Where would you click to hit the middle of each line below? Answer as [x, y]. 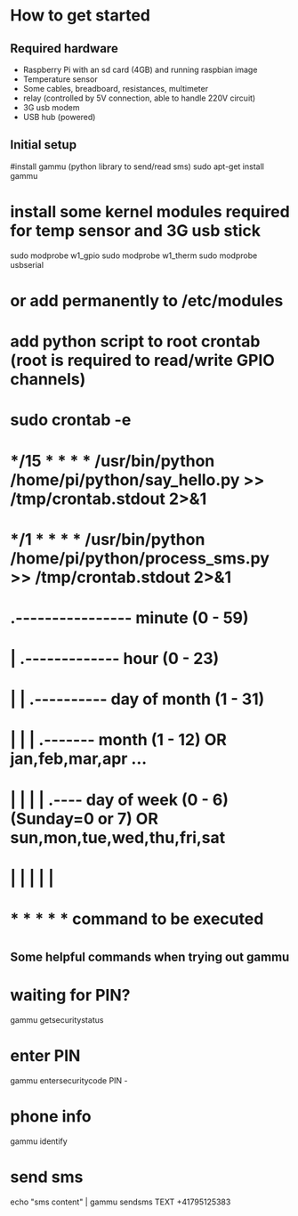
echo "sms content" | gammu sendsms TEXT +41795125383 [121, 1202]
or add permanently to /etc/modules [147, 300]
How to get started [80, 16]
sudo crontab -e [71, 420]
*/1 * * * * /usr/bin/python [108, 539]
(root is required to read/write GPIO [142, 361]
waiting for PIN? [70, 996]
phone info [51, 1117]
